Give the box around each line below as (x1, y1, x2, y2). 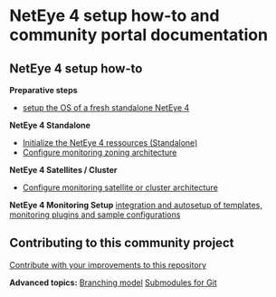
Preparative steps (9, 85, 79, 95)
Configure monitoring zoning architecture (22, 147, 177, 158)
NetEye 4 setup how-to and (9, 5, 220, 26)
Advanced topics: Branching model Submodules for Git (9, 277, 217, 288)
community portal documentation (9, 24, 269, 45)
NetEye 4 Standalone (9, 120, 90, 130)
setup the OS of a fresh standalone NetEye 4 (22, 102, 190, 113)
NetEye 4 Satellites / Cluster (9, 165, 118, 175)
